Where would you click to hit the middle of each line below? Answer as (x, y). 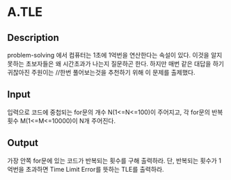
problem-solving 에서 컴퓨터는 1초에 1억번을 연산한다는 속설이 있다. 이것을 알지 (115, 55)
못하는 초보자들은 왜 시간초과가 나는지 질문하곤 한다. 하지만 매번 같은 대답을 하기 (116, 64)
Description (33, 38)
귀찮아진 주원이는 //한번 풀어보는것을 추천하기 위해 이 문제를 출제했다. (102, 72)
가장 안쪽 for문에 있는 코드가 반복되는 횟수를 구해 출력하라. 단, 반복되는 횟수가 (112, 161)
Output (23, 143)
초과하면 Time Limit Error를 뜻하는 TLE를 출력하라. (95, 169)
